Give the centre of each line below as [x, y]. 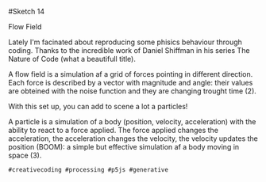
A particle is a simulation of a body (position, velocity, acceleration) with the [132, 121]
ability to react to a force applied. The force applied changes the [113, 130]
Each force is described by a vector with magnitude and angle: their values [131, 83]
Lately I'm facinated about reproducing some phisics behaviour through [125, 42]
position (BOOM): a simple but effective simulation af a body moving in [124, 147]
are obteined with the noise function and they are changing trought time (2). [132, 91]
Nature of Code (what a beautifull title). [72, 59]
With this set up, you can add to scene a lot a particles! [98, 106]
